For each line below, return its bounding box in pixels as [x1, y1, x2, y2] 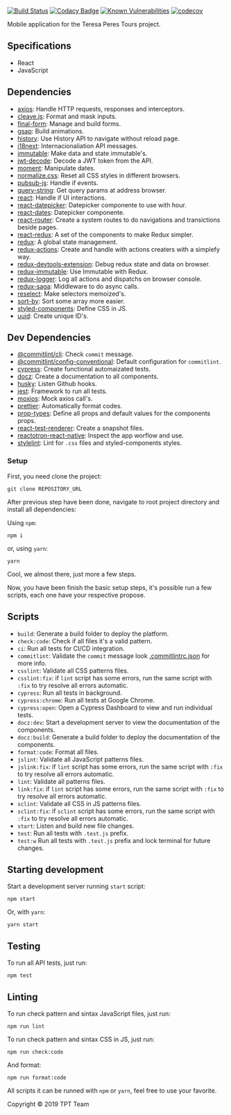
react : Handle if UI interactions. [17, 193, 107, 202]
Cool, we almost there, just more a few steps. [7, 570, 137, 578]
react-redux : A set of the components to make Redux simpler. [17, 230, 194, 239]
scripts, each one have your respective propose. [7, 591, 146, 599]
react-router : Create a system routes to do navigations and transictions [17, 216, 221, 224]
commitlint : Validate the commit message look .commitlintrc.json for [17, 651, 210, 660]
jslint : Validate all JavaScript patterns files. [17, 755, 144, 763]
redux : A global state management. [17, 237, 118, 246]
